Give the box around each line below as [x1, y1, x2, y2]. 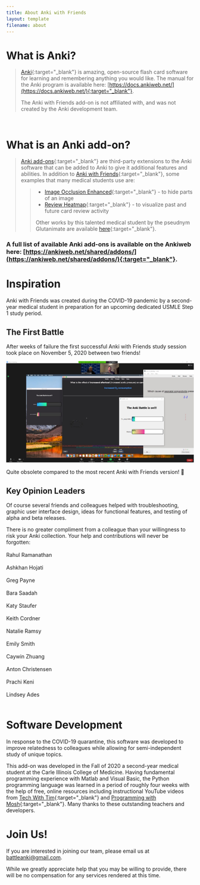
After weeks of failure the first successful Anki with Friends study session [6, 342, 187, 350]
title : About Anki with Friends [6, 10, 86, 16]
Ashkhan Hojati [6, 564, 43, 571]
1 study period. [6, 310, 43, 317]
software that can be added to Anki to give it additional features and [20, 164, 187, 172]
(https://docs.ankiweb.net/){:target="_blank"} [20, 87, 133, 95]
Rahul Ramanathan [6, 552, 52, 559]
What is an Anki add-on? [6, 138, 131, 152]
